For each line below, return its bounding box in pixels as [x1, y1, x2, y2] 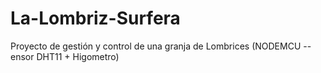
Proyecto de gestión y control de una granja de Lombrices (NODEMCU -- [10, 40, 312, 52]
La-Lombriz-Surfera [10, 7, 181, 30]
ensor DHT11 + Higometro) [10, 50, 120, 62]
